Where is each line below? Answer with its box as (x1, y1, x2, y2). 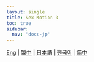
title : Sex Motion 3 (6, 15, 59, 21)
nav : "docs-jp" (12, 32, 51, 38)
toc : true (6, 20, 32, 26)
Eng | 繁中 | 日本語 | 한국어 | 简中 (6, 49, 88, 57)
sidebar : (6, 26, 29, 32)
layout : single (6, 9, 45, 15)
